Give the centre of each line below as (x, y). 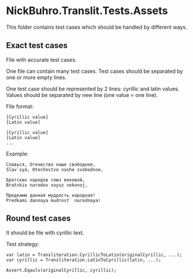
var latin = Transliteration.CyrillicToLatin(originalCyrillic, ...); (94, 255)
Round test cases (38, 219)
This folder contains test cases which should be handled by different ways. (97, 27)
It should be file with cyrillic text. (45, 233)
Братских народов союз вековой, (45, 180)
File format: (20, 106)
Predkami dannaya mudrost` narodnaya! (53, 200)
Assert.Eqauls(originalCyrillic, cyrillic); (61, 270)
